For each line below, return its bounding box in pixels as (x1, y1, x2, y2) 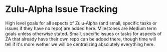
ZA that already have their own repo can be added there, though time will (5, 36, 156, 42)
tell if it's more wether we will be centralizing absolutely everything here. (5, 41, 155, 47)
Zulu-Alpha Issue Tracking (5, 3, 118, 15)
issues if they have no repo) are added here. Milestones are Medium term (5, 25, 157, 31)
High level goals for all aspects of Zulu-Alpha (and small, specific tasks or (5, 20, 157, 26)
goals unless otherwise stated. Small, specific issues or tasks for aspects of (5, 30, 162, 36)
